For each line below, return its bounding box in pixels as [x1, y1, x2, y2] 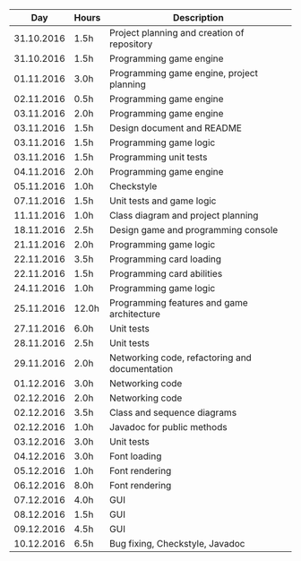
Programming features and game [108, 297, 248, 308]
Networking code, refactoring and [108, 351, 253, 364]
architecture [108, 308, 161, 320]
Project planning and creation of [108, 27, 245, 39]
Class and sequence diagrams [108, 407, 237, 419]
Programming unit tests [108, 151, 208, 163]
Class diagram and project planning [108, 210, 259, 221]
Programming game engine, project [108, 67, 258, 79]
